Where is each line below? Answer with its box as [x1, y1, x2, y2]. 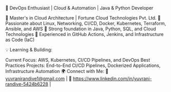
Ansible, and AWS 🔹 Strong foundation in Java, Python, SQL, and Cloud [5, 26, 157, 32]
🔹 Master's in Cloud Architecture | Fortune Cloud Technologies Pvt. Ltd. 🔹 [5, 15, 161, 21]
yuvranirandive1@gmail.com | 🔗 [5, 76, 72, 82]
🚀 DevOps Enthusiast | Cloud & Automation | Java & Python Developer [5, 5, 154, 11]
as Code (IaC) [5, 36, 35, 43]
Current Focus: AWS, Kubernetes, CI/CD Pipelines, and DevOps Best [5, 57, 150, 63]
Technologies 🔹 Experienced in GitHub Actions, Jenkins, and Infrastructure [5, 31, 164, 37]
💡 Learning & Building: [5, 47, 52, 52]
